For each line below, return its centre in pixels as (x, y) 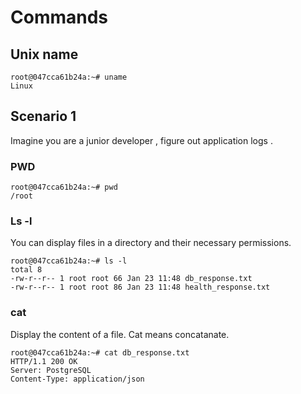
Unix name (44, 54)
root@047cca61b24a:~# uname (69, 77)
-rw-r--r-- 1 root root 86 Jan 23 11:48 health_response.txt (140, 287)
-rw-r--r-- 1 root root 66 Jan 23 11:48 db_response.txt (131, 279)
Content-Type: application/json (77, 379)
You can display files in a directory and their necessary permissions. (151, 243)
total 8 (26, 270)
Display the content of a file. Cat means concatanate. (120, 334)
